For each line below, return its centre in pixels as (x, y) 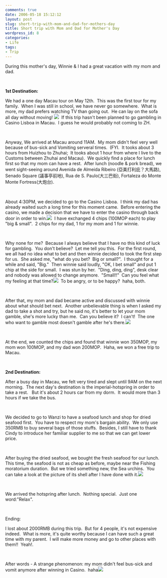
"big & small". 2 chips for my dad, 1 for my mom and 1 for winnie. (72, 223)
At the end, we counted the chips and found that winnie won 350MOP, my (81, 342)
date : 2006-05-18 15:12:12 (33, 15)
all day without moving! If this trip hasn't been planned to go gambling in (83, 117)
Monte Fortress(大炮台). (30, 182)
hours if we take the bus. (31, 397)
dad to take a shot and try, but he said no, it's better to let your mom (75, 311)
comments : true (21, 10)
